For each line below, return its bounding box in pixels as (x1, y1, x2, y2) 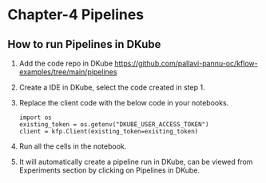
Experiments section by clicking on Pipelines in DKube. (18, 165, 200, 175)
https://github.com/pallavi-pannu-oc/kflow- (114, 58, 258, 68)
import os (18, 113, 53, 121)
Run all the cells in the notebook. (18, 141, 127, 151)
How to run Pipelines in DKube (7, 38, 161, 51)
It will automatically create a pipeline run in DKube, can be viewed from (18, 157, 253, 166)
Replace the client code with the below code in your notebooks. (18, 98, 229, 107)
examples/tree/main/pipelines (18, 67, 117, 77)
